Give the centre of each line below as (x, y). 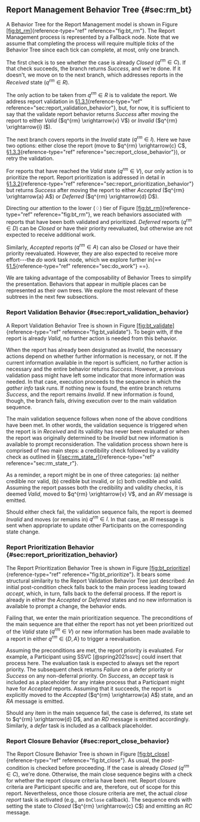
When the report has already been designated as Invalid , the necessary (94, 350)
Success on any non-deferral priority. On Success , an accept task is (90, 675)
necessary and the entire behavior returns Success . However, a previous (96, 369)
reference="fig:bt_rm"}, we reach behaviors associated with (108, 214)
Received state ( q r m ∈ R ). (38, 82)
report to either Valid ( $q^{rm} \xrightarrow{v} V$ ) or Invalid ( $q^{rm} (92, 120)
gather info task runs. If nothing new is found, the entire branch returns (93, 388)
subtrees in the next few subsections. (52, 297)
